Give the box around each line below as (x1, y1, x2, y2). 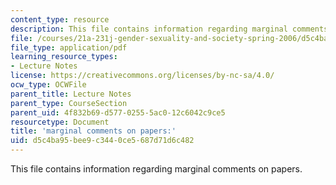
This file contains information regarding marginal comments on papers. (10, 163, 303, 175)
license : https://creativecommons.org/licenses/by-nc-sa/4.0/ (10, 71, 275, 81)
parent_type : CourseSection (10, 98, 128, 108)
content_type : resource (10, 14, 110, 25)
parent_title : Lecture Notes (10, 89, 132, 99)
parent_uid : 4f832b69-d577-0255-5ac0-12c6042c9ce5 (10, 107, 226, 118)
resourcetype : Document (10, 117, 110, 127)
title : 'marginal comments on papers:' (10, 126, 177, 136)
